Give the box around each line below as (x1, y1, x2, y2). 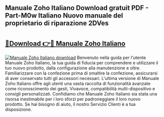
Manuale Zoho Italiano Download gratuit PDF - (5, 4, 149, 12)
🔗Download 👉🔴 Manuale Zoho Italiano (5, 39, 126, 48)
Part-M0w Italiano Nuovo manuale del (5, 12, 123, 20)
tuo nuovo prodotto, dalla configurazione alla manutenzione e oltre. (5, 65, 141, 71)
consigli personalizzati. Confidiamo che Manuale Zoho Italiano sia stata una (5, 91, 158, 97)
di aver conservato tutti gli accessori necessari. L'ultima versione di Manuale (5, 76, 159, 81)
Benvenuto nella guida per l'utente (76, 55, 146, 60)
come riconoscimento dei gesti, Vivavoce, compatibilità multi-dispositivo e (5, 86, 155, 92)
